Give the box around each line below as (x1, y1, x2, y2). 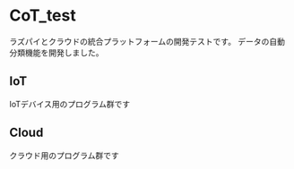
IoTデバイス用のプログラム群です (9, 98, 131, 109)
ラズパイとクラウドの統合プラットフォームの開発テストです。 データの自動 (9, 36, 285, 46)
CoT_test (9, 5, 76, 26)
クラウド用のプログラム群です (9, 149, 119, 161)
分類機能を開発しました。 (9, 46, 104, 58)
